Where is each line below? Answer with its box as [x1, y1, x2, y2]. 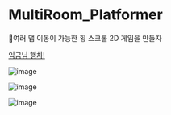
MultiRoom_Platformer [8, 6, 163, 24]
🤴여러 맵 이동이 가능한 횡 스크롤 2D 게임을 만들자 [8, 33, 163, 43]
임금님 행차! [8, 50, 46, 60]
